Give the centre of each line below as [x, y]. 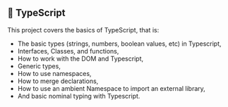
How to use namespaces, [54, 73]
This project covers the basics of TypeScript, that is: [83, 30]
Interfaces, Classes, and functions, [68, 51]
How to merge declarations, [58, 81]
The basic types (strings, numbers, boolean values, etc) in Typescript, [119, 44]
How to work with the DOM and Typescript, [80, 58]
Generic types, [39, 66]
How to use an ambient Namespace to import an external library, [112, 88]
